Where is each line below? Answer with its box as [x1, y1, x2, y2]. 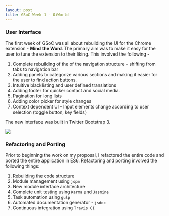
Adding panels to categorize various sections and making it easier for [12, 71, 158, 77]
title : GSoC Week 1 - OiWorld [5, 12, 69, 17]
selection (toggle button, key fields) [12, 109, 87, 115]
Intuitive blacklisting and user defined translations [12, 82, 116, 88]
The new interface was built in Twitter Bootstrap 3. [5, 119, 111, 125]
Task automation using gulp [12, 194, 70, 200]
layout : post [5, 7, 33, 13]
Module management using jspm [12, 178, 80, 184]
